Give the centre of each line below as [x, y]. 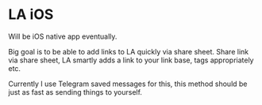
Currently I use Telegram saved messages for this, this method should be [128, 84]
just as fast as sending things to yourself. [75, 92]
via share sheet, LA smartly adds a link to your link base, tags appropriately [131, 60]
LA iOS [31, 15]
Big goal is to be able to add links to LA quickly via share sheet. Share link [128, 51]
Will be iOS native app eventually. [63, 36]
